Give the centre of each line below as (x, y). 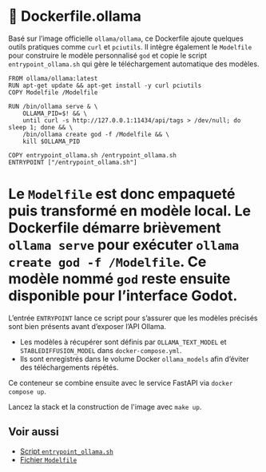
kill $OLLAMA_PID (52, 141)
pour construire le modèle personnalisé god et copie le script (108, 55)
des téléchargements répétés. (69, 367)
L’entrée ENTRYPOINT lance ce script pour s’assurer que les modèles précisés (133, 318)
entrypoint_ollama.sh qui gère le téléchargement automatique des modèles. (134, 64)
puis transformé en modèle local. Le (130, 211)
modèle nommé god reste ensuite (119, 279)
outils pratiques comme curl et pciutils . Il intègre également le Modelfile (130, 46)
